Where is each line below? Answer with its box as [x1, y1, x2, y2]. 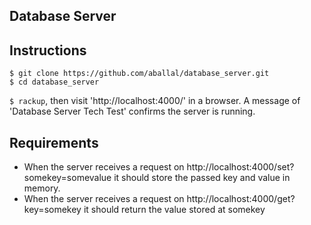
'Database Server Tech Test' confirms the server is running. [9, 105, 256, 118]
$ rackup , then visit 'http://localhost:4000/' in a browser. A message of [9, 95, 301, 107]
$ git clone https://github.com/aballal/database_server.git [9, 69, 270, 79]
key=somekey [23, 204, 82, 216]
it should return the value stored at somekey [83, 204, 266, 216]
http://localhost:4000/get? [186, 193, 296, 205]
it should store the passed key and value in [113, 172, 291, 184]
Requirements [9, 134, 99, 151]
